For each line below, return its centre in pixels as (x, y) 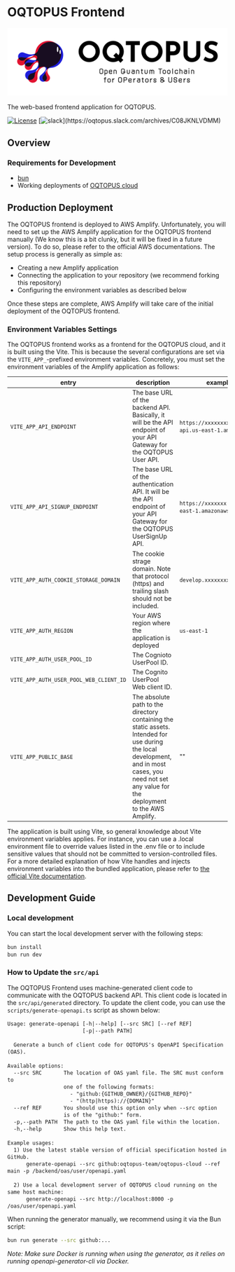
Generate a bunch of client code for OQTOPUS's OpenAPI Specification (119, 1045)
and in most (149, 764)
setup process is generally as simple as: (65, 254)
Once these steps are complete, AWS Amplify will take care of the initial (111, 303)
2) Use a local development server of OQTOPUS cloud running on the (115, 1185)
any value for (151, 786)
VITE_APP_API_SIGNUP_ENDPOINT (54, 507)
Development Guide (51, 898)
